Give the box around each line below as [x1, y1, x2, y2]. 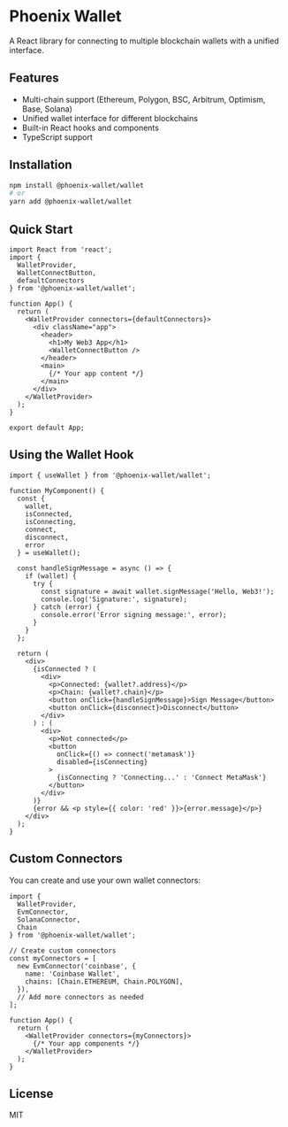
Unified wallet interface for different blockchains [21, 112, 199, 123]
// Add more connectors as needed [17, 992, 144, 1001]
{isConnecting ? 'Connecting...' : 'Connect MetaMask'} [56, 773, 267, 782]
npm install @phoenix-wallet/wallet [9, 181, 144, 189]
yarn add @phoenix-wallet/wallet [9, 197, 133, 206]
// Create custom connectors [9, 946, 117, 955]
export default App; [9, 423, 86, 432]
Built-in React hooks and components [21, 122, 159, 133]
